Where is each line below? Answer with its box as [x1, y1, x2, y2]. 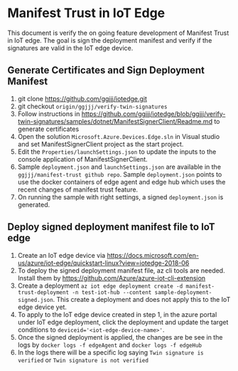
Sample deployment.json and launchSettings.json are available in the [17, 162, 222, 171]
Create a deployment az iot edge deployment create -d [17, 281, 183, 290]
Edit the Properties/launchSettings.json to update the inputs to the [17, 147, 217, 156]
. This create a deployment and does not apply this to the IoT [53, 295, 231, 303]
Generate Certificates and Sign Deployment [7, 64, 205, 76]
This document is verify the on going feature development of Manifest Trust [7, 28, 229, 37]
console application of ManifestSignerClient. [17, 155, 148, 163]
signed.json [17, 296, 53, 303]
